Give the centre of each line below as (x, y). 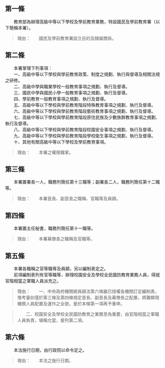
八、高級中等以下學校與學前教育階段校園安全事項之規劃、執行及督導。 (84, 129)
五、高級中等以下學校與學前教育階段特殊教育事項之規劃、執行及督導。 (84, 105)
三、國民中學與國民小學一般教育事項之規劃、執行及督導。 (72, 92)
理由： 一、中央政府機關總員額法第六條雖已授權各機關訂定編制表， (88, 291)
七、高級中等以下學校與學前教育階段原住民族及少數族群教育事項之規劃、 (87, 117)
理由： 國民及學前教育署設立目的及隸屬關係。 (67, 38)
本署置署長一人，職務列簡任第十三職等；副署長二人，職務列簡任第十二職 (87, 182)
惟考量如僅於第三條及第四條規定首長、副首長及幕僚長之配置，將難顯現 (88, 298)
